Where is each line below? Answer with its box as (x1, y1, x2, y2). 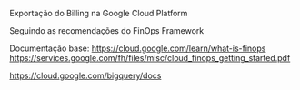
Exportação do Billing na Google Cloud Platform (9, 8, 188, 18)
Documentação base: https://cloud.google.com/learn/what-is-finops (9, 43, 266, 54)
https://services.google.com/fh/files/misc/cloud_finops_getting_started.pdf (9, 53, 291, 63)
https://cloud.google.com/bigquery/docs (9, 70, 162, 81)
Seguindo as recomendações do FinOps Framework (9, 25, 205, 35)
